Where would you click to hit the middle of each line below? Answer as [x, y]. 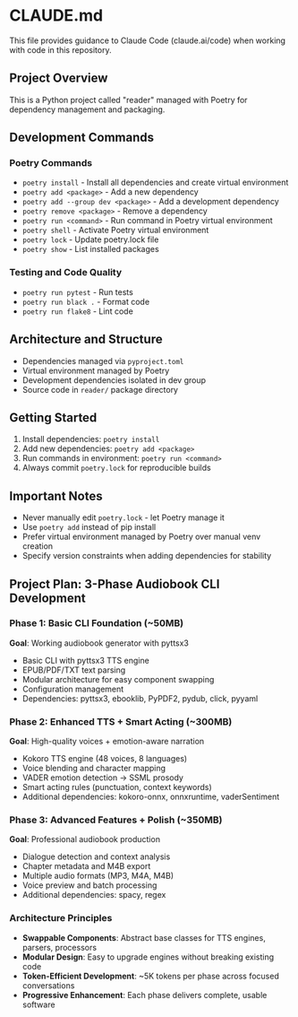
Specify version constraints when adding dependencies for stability [147, 556]
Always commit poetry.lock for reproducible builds [117, 468]
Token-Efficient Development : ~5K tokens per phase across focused [150, 976]
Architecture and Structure [86, 339]
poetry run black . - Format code [86, 301]
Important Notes [56, 495]
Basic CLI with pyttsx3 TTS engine [85, 660]
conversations [48, 985]
